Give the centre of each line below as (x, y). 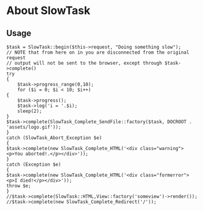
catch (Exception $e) (34, 165)
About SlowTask (48, 11)
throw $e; (19, 186)
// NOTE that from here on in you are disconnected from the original (98, 52)
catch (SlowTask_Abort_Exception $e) (54, 138)
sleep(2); (30, 111)
